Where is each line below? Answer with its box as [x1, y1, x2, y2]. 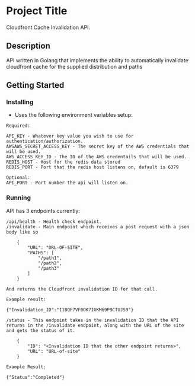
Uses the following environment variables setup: [14, 111, 133, 119]
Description [6, 41, 50, 51]
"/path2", [37, 260, 62, 266]
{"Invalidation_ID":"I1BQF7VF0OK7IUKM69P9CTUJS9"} [6, 307, 134, 312]
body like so [6, 229, 39, 235]
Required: [6, 123, 31, 129]
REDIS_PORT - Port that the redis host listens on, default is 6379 [6, 164, 179, 170]
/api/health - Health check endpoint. [6, 218, 102, 225]
